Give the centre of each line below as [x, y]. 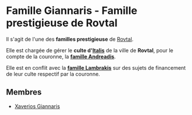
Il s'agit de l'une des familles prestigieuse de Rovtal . [70, 39]
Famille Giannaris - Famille [72, 11]
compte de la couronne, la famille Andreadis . [61, 56]
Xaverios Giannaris [37, 106]
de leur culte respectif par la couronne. [53, 74]
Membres [24, 92]
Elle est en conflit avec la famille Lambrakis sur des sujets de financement [96, 67]
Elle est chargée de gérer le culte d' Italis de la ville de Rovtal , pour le [90, 50]
